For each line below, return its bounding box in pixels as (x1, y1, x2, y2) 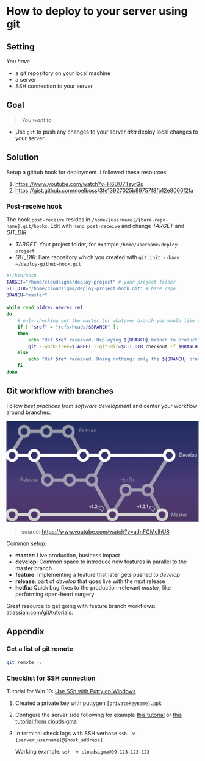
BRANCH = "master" (6, 291, 48, 298)
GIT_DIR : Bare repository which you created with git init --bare (15, 253, 180, 260)
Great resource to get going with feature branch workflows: (6, 602, 156, 610)
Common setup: (6, 540, 47, 547)
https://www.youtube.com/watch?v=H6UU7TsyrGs (15, 180, 143, 187)
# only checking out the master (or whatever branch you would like (17, 318, 195, 324)
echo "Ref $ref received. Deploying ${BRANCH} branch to (28, 337, 176, 343)
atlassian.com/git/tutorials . (6, 609, 73, 616)
